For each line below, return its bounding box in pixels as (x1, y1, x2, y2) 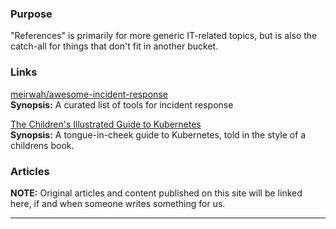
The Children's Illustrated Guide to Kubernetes (10, 118, 202, 130)
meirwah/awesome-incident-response (10, 88, 168, 100)
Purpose (10, 7, 53, 21)
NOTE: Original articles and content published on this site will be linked (10, 187, 303, 199)
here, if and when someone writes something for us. (10, 197, 226, 209)
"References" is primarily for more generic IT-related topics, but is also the (10, 30, 318, 42)
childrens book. (10, 139, 75, 151)
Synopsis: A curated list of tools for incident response (10, 98, 234, 111)
